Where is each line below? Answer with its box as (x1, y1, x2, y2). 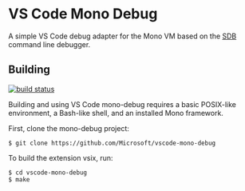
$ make (8, 175, 30, 184)
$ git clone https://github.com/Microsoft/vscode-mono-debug (8, 139, 216, 147)
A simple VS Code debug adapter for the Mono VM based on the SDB (8, 31, 237, 41)
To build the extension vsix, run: (8, 153, 113, 162)
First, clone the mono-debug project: (8, 123, 130, 133)
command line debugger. (8, 39, 91, 49)
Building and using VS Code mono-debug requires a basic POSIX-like (8, 99, 237, 109)
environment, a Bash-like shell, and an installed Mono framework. (8, 108, 223, 117)
